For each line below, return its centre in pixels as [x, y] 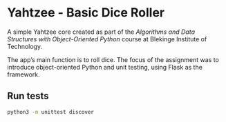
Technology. [25, 46]
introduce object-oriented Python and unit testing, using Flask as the [105, 67]
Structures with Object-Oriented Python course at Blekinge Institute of [107, 39]
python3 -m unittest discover [51, 112]
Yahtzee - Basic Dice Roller [86, 13]
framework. [23, 74]
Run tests [28, 96]
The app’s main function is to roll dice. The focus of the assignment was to [113, 59]
